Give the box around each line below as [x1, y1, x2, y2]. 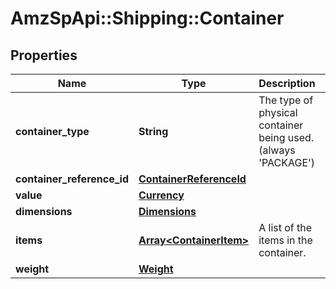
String [138, 125, 169, 138]
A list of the [258, 221, 313, 234]
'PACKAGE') [258, 156, 316, 169]
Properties [10, 47, 78, 64]
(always [258, 143, 296, 157]
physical [258, 106, 298, 119]
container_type [15, 125, 90, 138]
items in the [258, 233, 313, 247]
